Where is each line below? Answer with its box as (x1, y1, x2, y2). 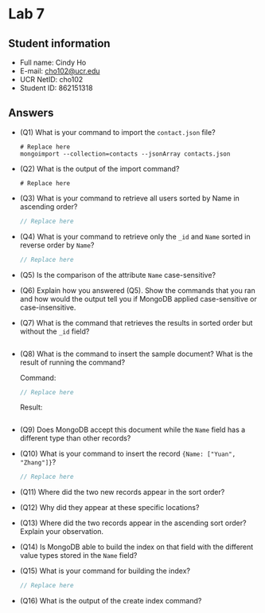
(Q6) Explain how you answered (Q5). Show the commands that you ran (19, 285, 256, 295)
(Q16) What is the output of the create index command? (19, 596, 202, 606)
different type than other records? (19, 433, 131, 443)
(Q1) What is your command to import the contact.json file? (19, 127, 216, 136)
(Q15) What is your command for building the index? (19, 566, 191, 575)
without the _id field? (19, 326, 90, 336)
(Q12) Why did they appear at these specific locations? (19, 503, 200, 512)
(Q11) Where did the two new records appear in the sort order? (19, 488, 225, 497)
